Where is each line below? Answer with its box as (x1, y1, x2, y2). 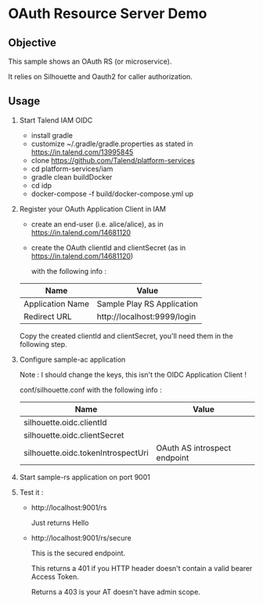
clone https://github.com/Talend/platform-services (31, 155, 196, 165)
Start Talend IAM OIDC (19, 115, 93, 125)
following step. (19, 339, 68, 349)
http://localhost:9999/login (96, 311, 196, 322)
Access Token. (31, 572, 80, 581)
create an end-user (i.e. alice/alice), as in (31, 219, 164, 228)
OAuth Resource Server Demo (8, 5, 207, 23)
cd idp (31, 180, 52, 190)
